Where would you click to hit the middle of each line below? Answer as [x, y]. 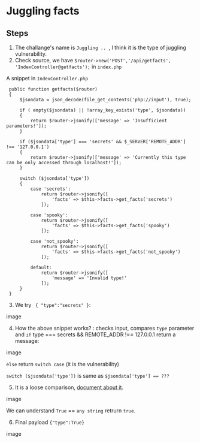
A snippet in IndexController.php [47, 78]
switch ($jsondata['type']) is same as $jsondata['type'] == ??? [88, 376]
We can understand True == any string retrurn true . [71, 411]
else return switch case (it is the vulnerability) [63, 364]
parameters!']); [26, 126]
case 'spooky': [49, 215]
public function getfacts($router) [53, 89]
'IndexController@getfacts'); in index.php [68, 67]
